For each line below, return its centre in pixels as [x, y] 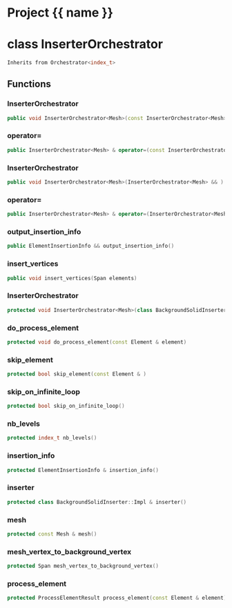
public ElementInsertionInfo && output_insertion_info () [91, 246]
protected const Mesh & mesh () [52, 534]
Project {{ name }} [60, 13]
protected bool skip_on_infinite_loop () [66, 406]
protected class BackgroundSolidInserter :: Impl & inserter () [97, 502]
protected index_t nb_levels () [52, 438]
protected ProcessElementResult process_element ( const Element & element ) [117, 598]
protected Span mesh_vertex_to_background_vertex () [83, 566]
